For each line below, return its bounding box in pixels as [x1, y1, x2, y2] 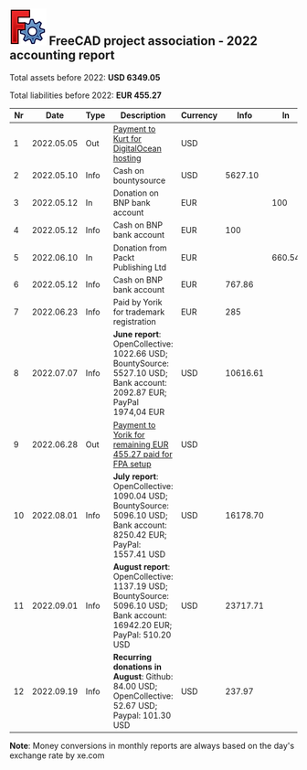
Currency [181, 110, 217, 121]
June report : [112, 329, 162, 340]
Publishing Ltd [112, 262, 167, 273]
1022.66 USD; [112, 348, 168, 359]
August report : [112, 561, 171, 572]
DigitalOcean [112, 143, 162, 154]
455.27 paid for [112, 448, 174, 459]
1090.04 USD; [112, 490, 168, 501]
